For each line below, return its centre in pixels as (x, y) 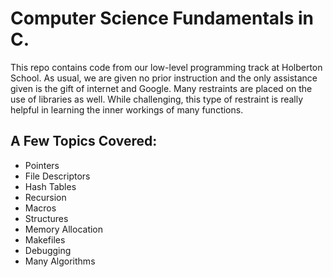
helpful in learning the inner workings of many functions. (127, 109)
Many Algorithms (60, 261)
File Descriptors (57, 176)
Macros (40, 208)
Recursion (45, 197)
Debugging (48, 250)
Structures (46, 218)
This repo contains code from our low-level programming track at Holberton (166, 67)
